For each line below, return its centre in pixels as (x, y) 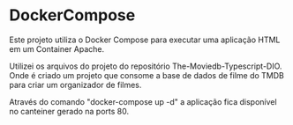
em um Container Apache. (56, 48)
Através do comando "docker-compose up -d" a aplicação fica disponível (143, 101)
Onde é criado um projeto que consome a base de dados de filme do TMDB (146, 75)
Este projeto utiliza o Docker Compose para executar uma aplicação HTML (145, 40)
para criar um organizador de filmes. (75, 85)
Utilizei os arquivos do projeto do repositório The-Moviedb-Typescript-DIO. (146, 66)
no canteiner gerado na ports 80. (69, 111)
